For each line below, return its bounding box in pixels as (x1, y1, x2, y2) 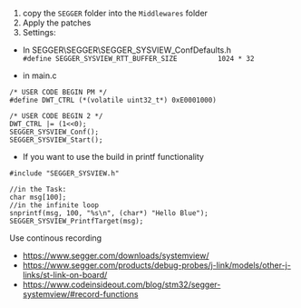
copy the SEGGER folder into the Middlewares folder (22, 8, 209, 18)
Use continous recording (9, 233, 102, 243)
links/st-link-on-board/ (22, 270, 108, 280)
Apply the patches (22, 17, 92, 28)
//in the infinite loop (9, 201, 100, 210)
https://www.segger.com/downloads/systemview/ (22, 250, 209, 261)
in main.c (22, 70, 57, 81)
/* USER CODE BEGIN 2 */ (9, 112, 103, 121)
